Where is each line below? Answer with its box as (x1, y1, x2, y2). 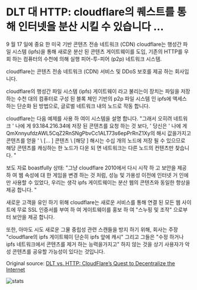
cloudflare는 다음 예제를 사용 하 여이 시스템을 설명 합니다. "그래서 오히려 (6, 115, 172, 122)
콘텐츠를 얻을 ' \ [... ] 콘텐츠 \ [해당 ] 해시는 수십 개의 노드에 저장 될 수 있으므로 (6, 136, 186, 144)
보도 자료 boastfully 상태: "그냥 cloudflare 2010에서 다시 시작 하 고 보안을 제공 (6, 164, 187, 171)
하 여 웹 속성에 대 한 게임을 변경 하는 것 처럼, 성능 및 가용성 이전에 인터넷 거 (6, 171, 178, 178)
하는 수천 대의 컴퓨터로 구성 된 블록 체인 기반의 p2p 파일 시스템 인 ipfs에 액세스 (6, 95, 187, 102)
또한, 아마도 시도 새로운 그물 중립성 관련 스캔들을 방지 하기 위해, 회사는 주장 (6, 226, 178, 233)
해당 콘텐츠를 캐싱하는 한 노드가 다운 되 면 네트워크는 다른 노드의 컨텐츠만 (6, 144, 174, 151)
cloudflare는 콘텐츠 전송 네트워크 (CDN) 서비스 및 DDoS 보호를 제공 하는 (6, 68, 173, 75)
